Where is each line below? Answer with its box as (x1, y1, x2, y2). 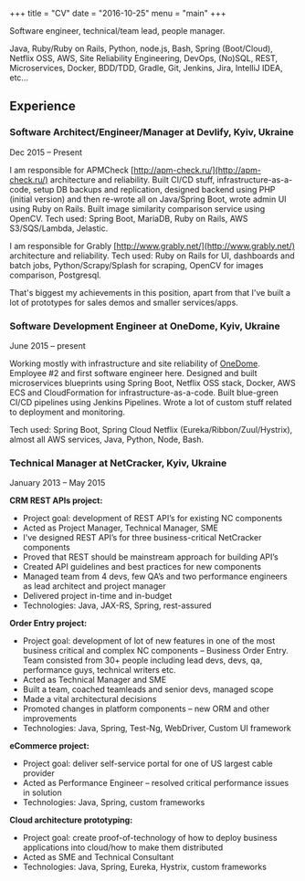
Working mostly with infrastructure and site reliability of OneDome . (9, 358, 260, 369)
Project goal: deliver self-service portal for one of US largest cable (22, 758, 273, 770)
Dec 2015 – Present (9, 146, 82, 158)
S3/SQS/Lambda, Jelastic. (9, 223, 109, 234)
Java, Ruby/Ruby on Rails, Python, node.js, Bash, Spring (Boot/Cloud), (9, 43, 274, 54)
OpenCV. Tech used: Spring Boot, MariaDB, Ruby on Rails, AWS (9, 213, 248, 224)
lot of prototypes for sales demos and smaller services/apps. (9, 297, 239, 308)
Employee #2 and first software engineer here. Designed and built (9, 367, 258, 378)
